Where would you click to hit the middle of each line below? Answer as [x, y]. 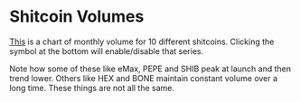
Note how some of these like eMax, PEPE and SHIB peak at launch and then [150, 69]
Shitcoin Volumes [77, 17]
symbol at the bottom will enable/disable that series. [107, 51]
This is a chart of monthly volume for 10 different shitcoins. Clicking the [142, 42]
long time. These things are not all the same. [92, 88]
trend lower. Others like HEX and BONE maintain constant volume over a [144, 78]
